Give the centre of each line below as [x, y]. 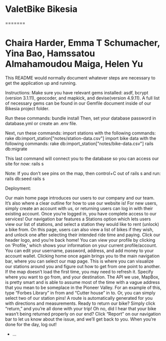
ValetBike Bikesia [41, 9]
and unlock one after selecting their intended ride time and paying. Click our [83, 235]
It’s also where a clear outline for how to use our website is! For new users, [81, 203]
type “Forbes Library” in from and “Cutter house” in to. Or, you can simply [80, 293]
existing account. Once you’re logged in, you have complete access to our [81, 213]
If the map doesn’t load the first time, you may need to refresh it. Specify [79, 272]
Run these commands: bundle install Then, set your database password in [81, 118]
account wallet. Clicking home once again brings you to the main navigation [83, 256]
